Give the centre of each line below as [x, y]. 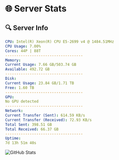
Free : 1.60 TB [20, 88]
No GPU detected [22, 102]
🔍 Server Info [27, 28]
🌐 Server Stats [36, 9]
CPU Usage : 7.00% [23, 46]
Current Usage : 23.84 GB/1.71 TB [40, 83]
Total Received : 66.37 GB [32, 129]
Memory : [13, 60]
